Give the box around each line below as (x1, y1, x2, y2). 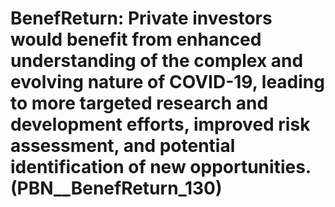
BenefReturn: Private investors (10, 7, 273, 30)
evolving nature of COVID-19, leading (10, 71, 325, 94)
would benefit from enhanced (10, 28, 262, 51)
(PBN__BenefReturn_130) (10, 177, 223, 200)
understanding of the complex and (10, 50, 304, 72)
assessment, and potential (10, 135, 236, 157)
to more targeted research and (10, 92, 269, 115)
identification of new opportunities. (10, 156, 312, 179)
